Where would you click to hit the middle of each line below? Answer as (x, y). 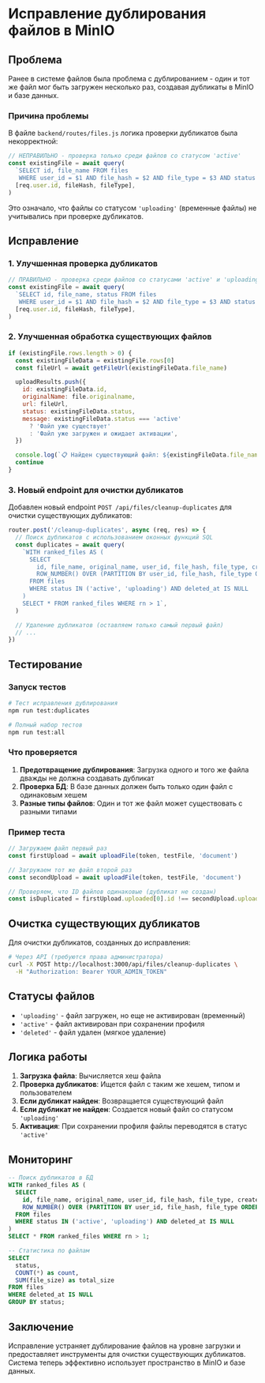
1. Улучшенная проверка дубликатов (83, 263)
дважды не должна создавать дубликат (87, 778)
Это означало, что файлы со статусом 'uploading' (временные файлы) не (132, 208)
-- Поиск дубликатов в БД (50, 1178)
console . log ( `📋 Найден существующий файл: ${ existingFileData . (123, 455)
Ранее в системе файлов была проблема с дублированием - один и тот (129, 79)
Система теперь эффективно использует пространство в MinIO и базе (127, 1362)
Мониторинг (41, 1159)
